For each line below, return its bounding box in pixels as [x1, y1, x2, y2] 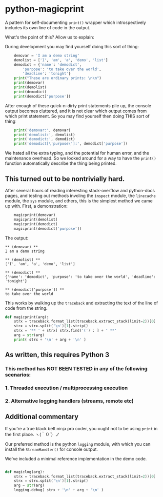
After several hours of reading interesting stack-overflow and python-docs [5, 188, 155, 193]
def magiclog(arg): [5, 469, 45, 474]
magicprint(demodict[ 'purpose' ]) [14, 226, 82, 231]
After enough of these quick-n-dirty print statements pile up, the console [5, 102, 152, 108]
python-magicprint [5, 3, 84, 15]
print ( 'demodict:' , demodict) [14, 137, 76, 142]
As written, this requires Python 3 [5, 351, 110, 359]
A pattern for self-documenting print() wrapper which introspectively [5, 20, 146, 25]
